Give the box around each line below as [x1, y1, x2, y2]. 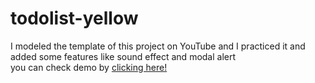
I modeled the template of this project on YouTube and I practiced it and [10, 40, 306, 52]
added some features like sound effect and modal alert [10, 50, 237, 62]
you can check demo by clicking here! [10, 61, 168, 73]
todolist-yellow [10, 7, 139, 30]
